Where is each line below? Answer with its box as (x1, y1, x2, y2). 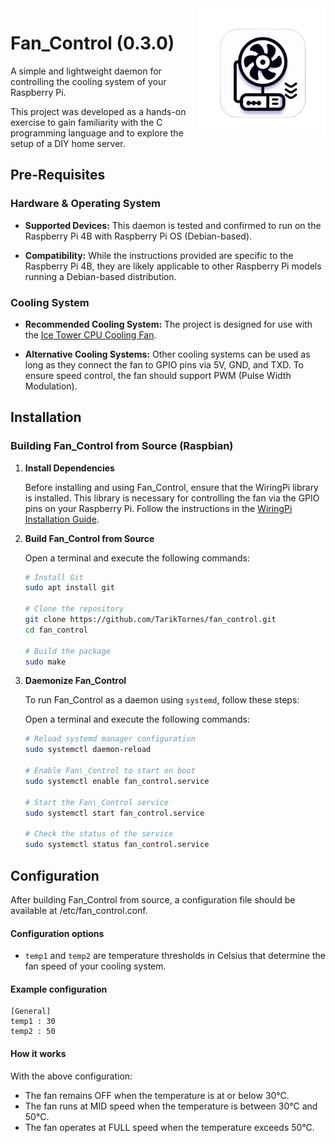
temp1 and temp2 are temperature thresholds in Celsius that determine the (24, 950, 326, 962)
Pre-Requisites (10, 167, 106, 184)
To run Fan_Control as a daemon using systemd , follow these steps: (24, 694, 300, 706)
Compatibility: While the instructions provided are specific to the (24, 249, 294, 261)
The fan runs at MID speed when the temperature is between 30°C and (24, 1100, 318, 1112)
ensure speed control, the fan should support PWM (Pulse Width (24, 369, 292, 381)
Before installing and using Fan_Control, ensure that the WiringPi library (24, 481, 319, 493)
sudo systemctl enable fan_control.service (24, 776, 210, 786)
